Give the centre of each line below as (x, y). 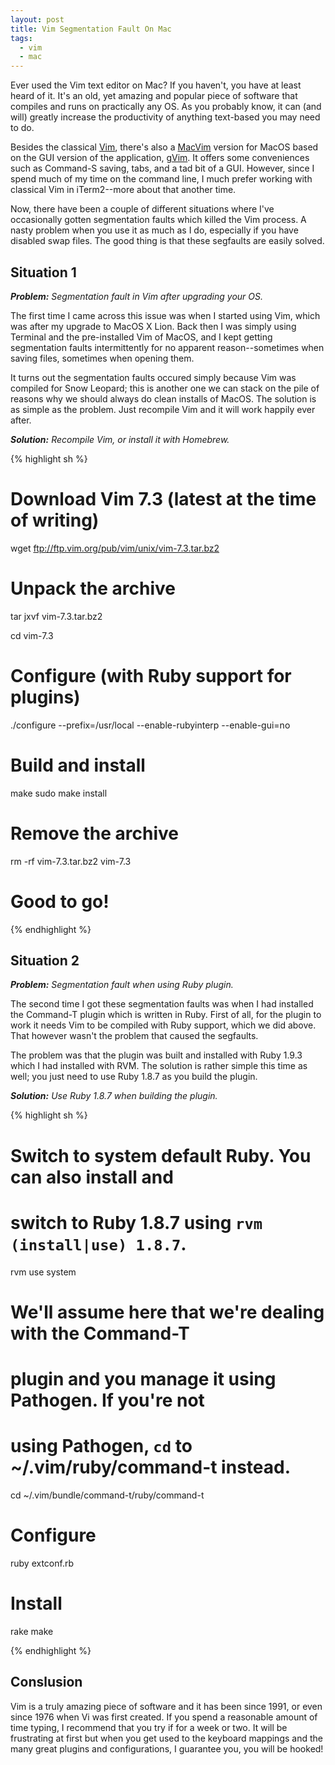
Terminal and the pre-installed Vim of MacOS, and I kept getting (141, 337)
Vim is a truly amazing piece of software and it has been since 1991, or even (166, 1706)
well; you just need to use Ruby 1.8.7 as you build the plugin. (134, 1077)
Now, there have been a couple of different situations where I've (142, 209)
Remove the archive (95, 833)
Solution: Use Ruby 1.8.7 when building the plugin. (114, 1096)
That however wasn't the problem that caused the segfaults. (134, 1036)
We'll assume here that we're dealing (167, 1312)
